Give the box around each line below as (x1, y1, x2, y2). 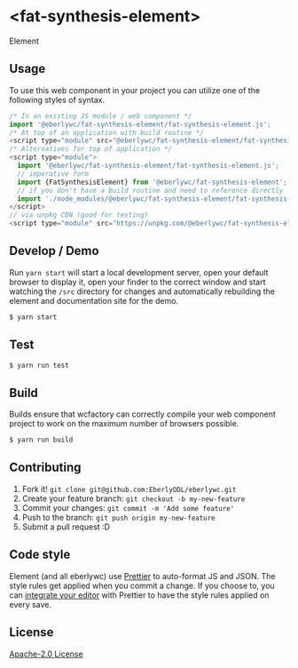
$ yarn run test (9, 361, 69, 370)
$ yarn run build (9, 435, 74, 445)
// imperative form (17, 169, 90, 179)
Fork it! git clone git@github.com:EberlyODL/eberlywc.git (21, 483, 237, 494)
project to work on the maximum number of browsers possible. (9, 418, 239, 429)
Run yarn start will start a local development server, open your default (9, 266, 269, 277)
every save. (9, 599, 51, 609)
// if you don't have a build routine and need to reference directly (17, 186, 284, 195)
